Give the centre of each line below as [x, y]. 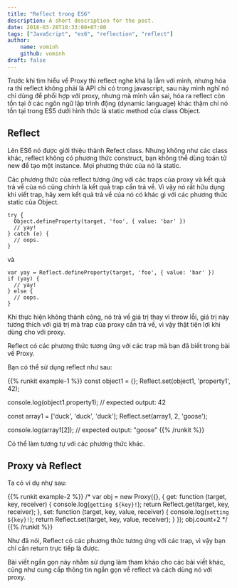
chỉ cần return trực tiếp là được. [54, 548]
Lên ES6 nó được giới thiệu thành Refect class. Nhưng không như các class [117, 150]
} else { [20, 291]
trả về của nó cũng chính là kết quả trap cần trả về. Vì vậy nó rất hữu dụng [116, 187]
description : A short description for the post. [81, 21]
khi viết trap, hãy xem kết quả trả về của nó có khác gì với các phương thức [117, 194]
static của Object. [33, 202]
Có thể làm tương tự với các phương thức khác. [76, 443]
